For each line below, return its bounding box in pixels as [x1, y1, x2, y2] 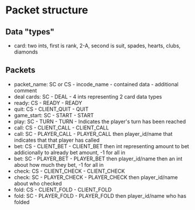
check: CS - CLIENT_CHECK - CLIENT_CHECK [13, 167, 125, 174]
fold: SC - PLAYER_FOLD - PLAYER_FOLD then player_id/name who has [13, 192, 187, 199]
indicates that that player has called [13, 136, 100, 143]
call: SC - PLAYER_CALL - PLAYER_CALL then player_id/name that [13, 130, 173, 137]
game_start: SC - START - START [13, 111, 94, 118]
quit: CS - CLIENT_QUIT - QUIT [13, 106, 89, 113]
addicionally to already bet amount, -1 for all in [13, 149, 126, 156]
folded [13, 198, 30, 205]
